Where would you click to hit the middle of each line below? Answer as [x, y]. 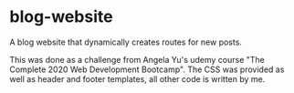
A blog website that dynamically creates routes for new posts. [126, 42]
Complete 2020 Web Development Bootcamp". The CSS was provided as [147, 69]
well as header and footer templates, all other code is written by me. [137, 78]
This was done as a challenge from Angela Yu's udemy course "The [137, 59]
